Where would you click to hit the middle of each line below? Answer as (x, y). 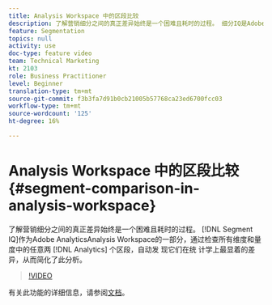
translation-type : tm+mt (50, 91)
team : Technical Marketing (54, 61)
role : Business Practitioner (57, 76)
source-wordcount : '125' (50, 114)
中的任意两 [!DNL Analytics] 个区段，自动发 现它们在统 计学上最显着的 (132, 249)
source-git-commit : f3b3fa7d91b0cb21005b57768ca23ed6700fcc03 (115, 99)
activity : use (32, 46)
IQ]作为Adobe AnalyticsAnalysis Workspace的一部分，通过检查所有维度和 (132, 239)
